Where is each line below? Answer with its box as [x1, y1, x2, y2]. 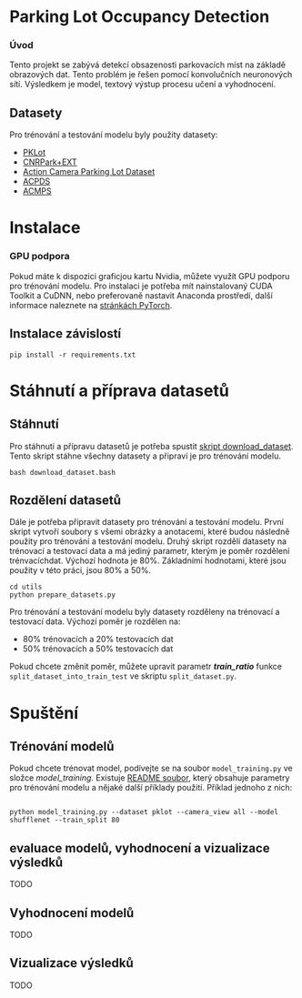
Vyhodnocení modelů [9, 905, 135, 921]
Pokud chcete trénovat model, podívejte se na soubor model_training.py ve [9, 762, 293, 774]
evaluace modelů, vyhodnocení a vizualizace [9, 840, 270, 856]
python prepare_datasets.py [9, 590, 116, 600]
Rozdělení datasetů [9, 492, 121, 508]
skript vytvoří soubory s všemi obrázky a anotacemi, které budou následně [9, 526, 290, 538]
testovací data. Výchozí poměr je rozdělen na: [9, 616, 181, 627]
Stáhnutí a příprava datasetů [9, 380, 229, 401]
